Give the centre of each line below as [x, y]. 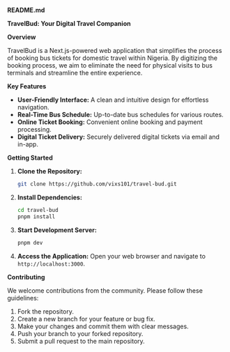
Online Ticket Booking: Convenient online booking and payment [110, 122]
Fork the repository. [46, 311]
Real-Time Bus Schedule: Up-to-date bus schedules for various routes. [121, 115]
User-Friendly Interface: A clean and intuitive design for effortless [113, 100]
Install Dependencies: [49, 197]
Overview [22, 37]
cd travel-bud [38, 210]
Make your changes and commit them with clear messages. [103, 326]
